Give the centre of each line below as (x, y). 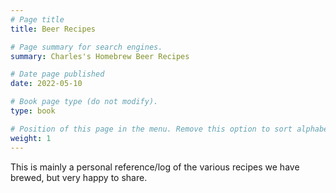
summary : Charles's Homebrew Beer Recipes (100, 56)
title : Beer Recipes (53, 29)
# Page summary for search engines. (86, 47)
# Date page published (57, 74)
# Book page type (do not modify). (84, 102)
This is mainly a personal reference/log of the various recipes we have (155, 167)
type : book (33, 111)
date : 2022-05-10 (46, 84)
